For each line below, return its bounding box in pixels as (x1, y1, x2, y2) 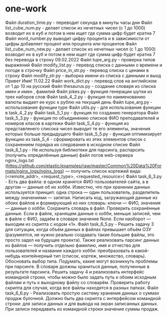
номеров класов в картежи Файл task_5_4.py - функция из (5, 120, 129, 126)
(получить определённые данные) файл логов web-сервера (5, 152, 133, 158)
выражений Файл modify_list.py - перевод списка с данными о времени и (5, 62, 163, 68)
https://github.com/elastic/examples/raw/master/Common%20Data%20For (6, 163, 162, 169)
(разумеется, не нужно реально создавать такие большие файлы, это (5, 232, 155, 238)
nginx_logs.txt (5, 157, 34, 163)
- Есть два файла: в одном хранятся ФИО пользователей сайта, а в (5, 178, 149, 185)
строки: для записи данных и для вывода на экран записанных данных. (5, 301, 159, 307)
